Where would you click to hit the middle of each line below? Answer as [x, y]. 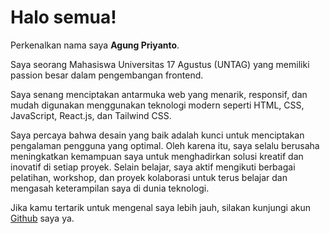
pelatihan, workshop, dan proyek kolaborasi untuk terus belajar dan [149, 177]
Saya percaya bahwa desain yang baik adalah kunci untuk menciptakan [157, 135]
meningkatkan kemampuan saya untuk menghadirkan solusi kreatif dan [157, 156]
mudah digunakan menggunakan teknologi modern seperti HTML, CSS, [157, 105]
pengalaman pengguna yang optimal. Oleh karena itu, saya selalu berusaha [165, 145]
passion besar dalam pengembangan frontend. [107, 75]
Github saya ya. [42, 218]
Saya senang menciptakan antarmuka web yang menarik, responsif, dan [159, 94]
